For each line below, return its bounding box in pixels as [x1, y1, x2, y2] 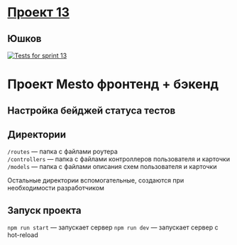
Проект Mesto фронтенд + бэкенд [7, 76, 219, 92]
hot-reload [7, 231, 38, 239]
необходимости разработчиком [7, 184, 104, 192]
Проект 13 [7, 4, 70, 21]
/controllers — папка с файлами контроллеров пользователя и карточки [7, 155, 231, 163]
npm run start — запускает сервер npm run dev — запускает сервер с [7, 223, 219, 232]
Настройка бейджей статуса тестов [7, 104, 176, 116]
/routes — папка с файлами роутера [7, 147, 118, 156]
